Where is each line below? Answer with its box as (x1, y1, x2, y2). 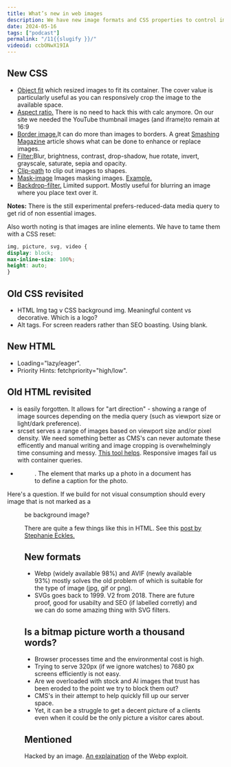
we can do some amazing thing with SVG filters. (34, 606, 170, 614)
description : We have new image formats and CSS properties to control (7, 17, 217, 23)
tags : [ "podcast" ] (7, 29, 60, 37)
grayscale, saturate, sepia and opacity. (16, 159, 127, 167)
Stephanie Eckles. (24, 531, 76, 540)
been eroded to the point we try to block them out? (34, 684, 179, 693)
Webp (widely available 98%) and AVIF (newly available (34, 569, 192, 577)
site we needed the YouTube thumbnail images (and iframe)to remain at (16, 115, 220, 123)
